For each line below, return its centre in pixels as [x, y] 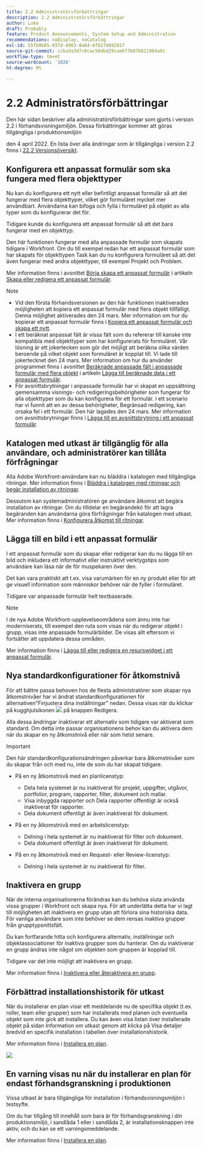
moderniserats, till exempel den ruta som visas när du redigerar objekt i [94, 626]
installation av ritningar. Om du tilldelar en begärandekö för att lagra [90, 507]
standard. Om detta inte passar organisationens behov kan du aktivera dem [99, 728]
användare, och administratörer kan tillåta [86, 452]
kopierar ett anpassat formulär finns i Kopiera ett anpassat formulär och [103, 322]
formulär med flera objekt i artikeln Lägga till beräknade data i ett [95, 373]
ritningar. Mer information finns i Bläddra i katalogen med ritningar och [93, 483]
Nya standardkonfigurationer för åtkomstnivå [93, 676]
